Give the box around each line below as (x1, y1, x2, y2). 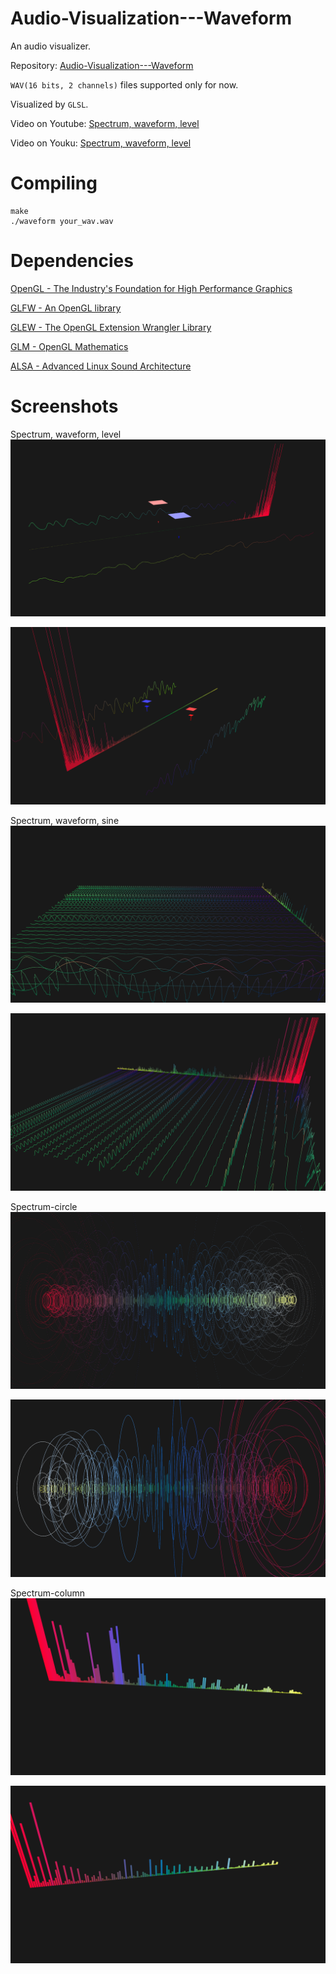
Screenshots (10, 395, 119, 417)
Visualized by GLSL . (10, 98, 89, 110)
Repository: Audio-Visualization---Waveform (10, 59, 194, 71)
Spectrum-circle (10, 1200, 78, 1212)
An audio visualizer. (10, 40, 91, 52)
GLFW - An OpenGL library (10, 302, 122, 314)
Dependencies (10, 250, 134, 272)
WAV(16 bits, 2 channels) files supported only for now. (10, 78, 239, 91)
